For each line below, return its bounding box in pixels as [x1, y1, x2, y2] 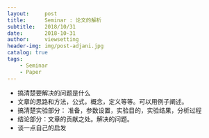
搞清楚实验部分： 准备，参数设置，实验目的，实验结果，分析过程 [17, 106, 202, 114]
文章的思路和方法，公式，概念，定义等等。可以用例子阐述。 [17, 97, 188, 105]
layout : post [7, 10, 58, 17]
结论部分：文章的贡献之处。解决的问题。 [17, 114, 133, 123]
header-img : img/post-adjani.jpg [7, 43, 104, 49]
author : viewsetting [7, 36, 79, 43]
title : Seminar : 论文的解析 [7, 17, 102, 24]
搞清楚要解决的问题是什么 [17, 89, 91, 97]
